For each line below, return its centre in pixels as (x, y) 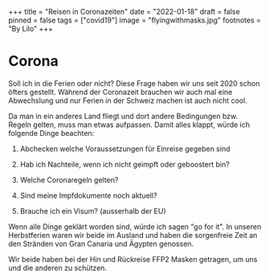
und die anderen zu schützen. (57, 268)
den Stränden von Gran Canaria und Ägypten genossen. (101, 244)
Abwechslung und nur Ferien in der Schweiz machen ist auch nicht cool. (128, 101)
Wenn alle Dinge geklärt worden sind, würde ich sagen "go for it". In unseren (135, 226)
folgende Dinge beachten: (51, 133)
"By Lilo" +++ (31, 29)
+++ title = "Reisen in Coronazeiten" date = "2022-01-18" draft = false (124, 12)
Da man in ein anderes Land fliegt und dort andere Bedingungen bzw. (123, 116)
